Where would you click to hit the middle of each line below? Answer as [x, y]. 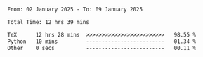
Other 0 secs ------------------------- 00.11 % [102, 48]
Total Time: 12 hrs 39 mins [48, 22]
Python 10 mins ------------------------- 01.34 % [102, 42]
